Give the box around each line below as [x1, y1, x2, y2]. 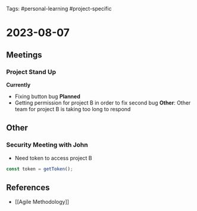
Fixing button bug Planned [14, 93, 80, 100]
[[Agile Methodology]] [14, 198, 70, 206]
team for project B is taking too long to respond [14, 105, 131, 112]
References [6, 182, 50, 192]
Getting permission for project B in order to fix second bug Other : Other [14, 99, 191, 106]
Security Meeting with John [6, 140, 88, 149]
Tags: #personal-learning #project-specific [6, 5, 112, 12]
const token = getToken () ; [6, 166, 73, 172]
